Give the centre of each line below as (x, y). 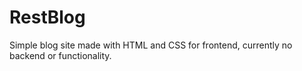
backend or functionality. (60, 55)
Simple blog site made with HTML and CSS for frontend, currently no (151, 45)
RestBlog (47, 17)
